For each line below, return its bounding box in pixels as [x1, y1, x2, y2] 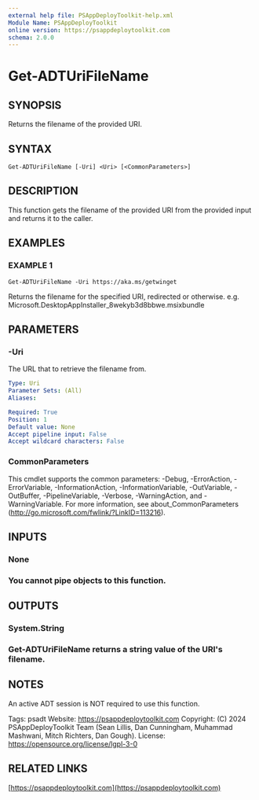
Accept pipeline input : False [8, 430, 108, 438]
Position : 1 [8, 415, 47, 423]
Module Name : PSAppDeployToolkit [8, 19, 118, 27]
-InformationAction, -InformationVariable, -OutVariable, [54, 482, 233, 492]
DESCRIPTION [8, 184, 78, 197]
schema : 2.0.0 [8, 33, 55, 42]
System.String [8, 623, 65, 634]
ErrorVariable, [8, 482, 53, 492]
